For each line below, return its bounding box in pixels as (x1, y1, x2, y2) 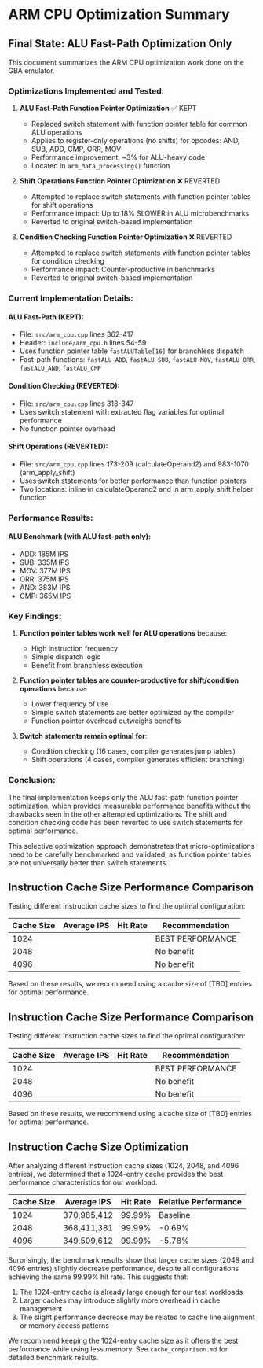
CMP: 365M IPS (19, 591, 71, 600)
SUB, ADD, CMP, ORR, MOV (31, 144, 122, 154)
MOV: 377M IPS (19, 566, 71, 575)
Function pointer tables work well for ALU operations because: (19, 629, 228, 638)
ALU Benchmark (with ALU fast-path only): (8, 532, 152, 541)
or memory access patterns (19, 1320, 110, 1330)
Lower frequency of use (31, 699, 109, 709)
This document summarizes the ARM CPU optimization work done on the (8, 57, 245, 67)
